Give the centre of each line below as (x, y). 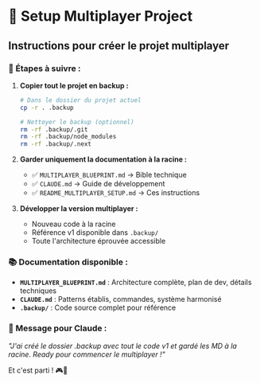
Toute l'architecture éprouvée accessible (99, 241)
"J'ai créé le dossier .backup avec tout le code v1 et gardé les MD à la (122, 346)
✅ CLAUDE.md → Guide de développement (98, 184)
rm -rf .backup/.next (56, 144)
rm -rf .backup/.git (54, 129)
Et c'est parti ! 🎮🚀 (38, 370)
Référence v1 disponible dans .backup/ (95, 233)
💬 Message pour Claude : (58, 328)
